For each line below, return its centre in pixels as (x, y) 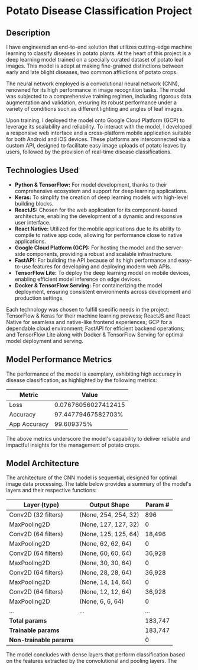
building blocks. (34, 203)
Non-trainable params (41, 640)
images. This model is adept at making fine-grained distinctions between (95, 66)
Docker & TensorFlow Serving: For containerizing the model (88, 285)
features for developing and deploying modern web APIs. (102, 266)
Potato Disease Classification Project (99, 11)
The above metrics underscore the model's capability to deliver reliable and (98, 438)
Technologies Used (42, 170)
